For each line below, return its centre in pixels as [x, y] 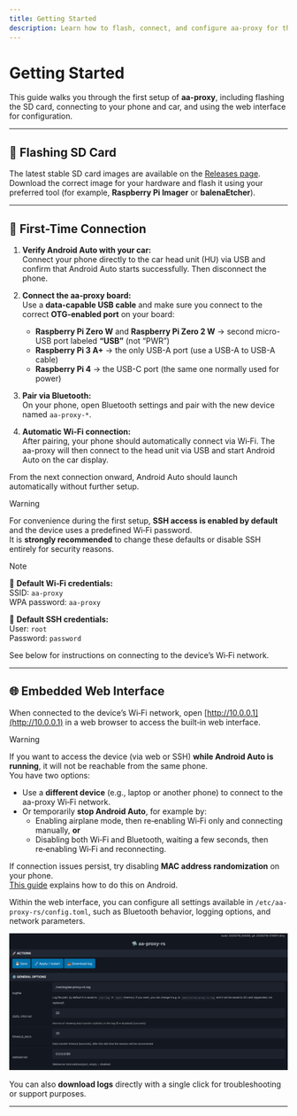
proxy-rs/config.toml [49, 912]
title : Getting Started [53, 19]
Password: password [46, 639]
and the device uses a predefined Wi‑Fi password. [101, 531]
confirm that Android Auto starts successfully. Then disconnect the [144, 269]
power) [48, 379]
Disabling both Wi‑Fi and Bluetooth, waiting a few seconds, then [152, 839]
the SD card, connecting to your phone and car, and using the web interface [148, 107]
